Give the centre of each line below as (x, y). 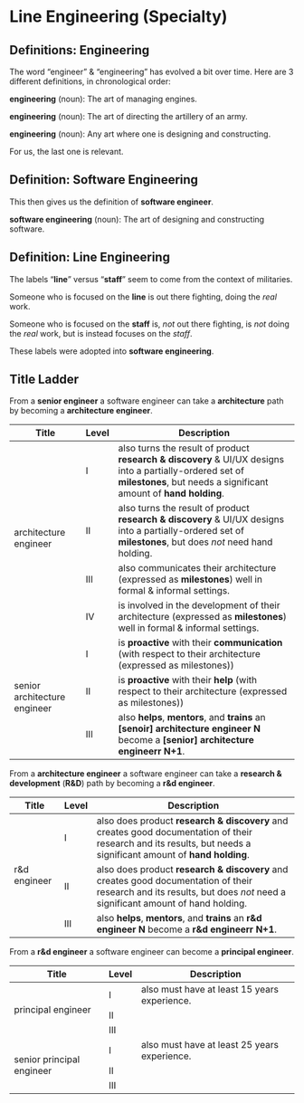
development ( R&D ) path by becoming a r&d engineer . (112, 784)
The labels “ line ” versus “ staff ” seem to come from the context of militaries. (151, 279)
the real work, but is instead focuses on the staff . (101, 333)
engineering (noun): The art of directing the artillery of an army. (129, 116)
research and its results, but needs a (174, 843)
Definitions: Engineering (80, 50)
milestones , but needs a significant (193, 482)
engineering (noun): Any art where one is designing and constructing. (140, 134)
